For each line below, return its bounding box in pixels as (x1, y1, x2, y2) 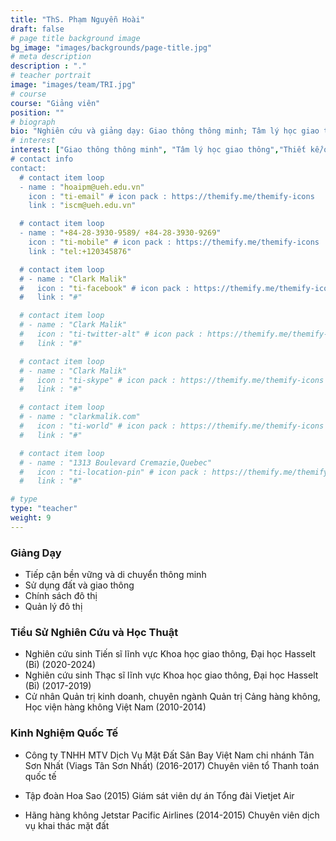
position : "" (10, 107, 65, 118)
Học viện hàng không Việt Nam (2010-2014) (24, 701, 207, 713)
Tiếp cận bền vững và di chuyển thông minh (24, 569, 207, 581)
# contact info (10, 154, 74, 164)
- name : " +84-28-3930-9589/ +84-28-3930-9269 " (19, 228, 222, 238)
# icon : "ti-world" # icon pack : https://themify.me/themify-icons (19, 421, 325, 431)
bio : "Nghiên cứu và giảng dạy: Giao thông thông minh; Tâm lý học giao (10, 126, 320, 136)
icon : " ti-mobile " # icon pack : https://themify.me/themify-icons (28, 237, 320, 247)
